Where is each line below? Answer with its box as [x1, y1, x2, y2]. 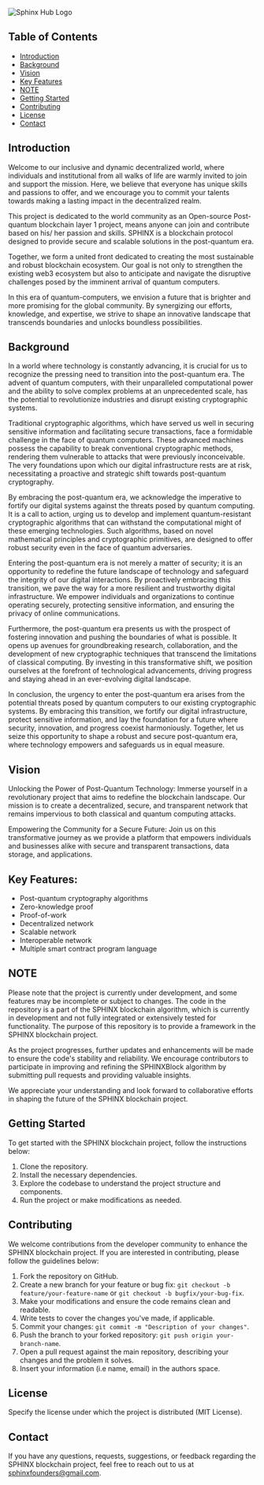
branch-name [19, 1340, 59, 1347]
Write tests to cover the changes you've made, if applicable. [19, 1313, 215, 1323]
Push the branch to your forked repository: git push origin [19, 1330, 214, 1340]
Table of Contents [8, 30, 99, 43]
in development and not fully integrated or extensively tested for [8, 1012, 217, 1023]
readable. [19, 1305, 51, 1314]
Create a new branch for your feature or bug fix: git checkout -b [19, 1280, 231, 1289]
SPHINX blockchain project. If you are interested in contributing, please [8, 1247, 240, 1257]
